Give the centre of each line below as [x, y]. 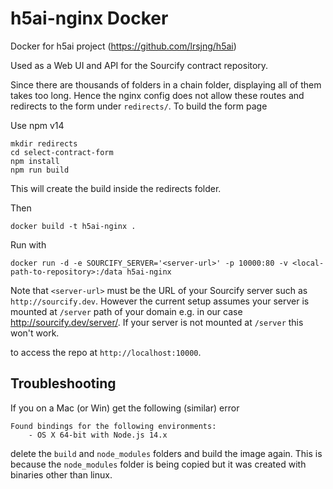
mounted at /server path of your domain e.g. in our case [126, 311]
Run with [28, 244]
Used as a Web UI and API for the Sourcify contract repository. [139, 65]
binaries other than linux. [61, 474]
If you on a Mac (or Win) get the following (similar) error [125, 408]
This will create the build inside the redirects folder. [116, 188]
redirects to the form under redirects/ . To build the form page [139, 106]
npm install [35, 161]
